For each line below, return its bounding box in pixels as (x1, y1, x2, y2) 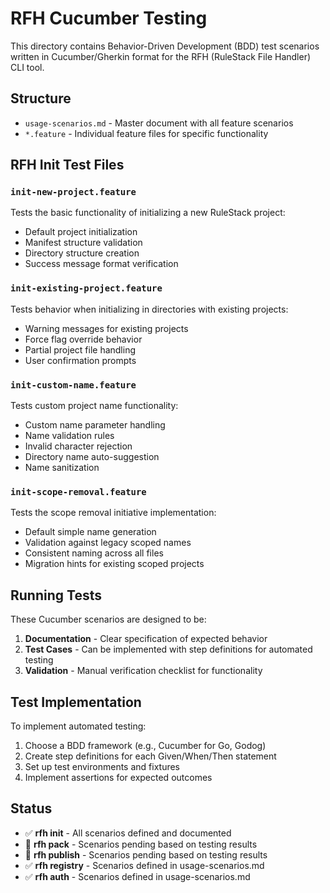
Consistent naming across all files (24, 547, 164, 559)
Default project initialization (24, 226, 138, 238)
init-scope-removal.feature (10, 486, 147, 497)
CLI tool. (10, 61, 45, 73)
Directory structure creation (24, 247, 140, 259)
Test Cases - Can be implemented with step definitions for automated (24, 643, 313, 656)
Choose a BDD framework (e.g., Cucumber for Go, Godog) (24, 739, 267, 751)
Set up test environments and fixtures (24, 760, 180, 772)
